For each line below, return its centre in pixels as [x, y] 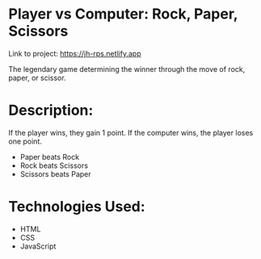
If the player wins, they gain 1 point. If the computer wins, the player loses [131, 132]
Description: [51, 111]
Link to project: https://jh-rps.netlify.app [75, 53]
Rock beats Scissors [54, 165]
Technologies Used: [77, 207]
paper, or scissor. [37, 77]
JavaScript [38, 246]
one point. [25, 141]
